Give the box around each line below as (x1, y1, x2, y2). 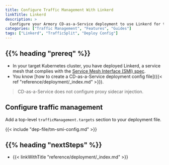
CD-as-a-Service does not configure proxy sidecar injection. (17, 89, 144, 95)
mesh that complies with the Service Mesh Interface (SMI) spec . (12, 68, 146, 74)
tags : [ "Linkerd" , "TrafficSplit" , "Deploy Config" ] (5, 31, 118, 36)
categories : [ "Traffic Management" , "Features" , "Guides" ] (5, 26, 132, 31)
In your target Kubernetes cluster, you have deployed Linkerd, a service (12, 62, 161, 68)
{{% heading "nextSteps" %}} (5, 141, 102, 149)
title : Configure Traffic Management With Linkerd (5, 7, 114, 13)
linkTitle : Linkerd (5, 12, 46, 17)
